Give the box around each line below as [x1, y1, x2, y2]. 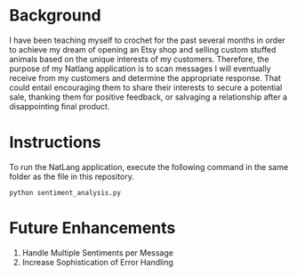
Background [9, 5, 101, 26]
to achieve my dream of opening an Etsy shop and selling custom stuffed [9, 44, 277, 54]
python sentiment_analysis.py [9, 188, 122, 197]
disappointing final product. [9, 101, 110, 111]
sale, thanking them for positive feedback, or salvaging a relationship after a [9, 91, 287, 102]
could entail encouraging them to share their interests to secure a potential [9, 82, 283, 93]
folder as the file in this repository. [9, 171, 135, 182]
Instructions [9, 133, 101, 152]
